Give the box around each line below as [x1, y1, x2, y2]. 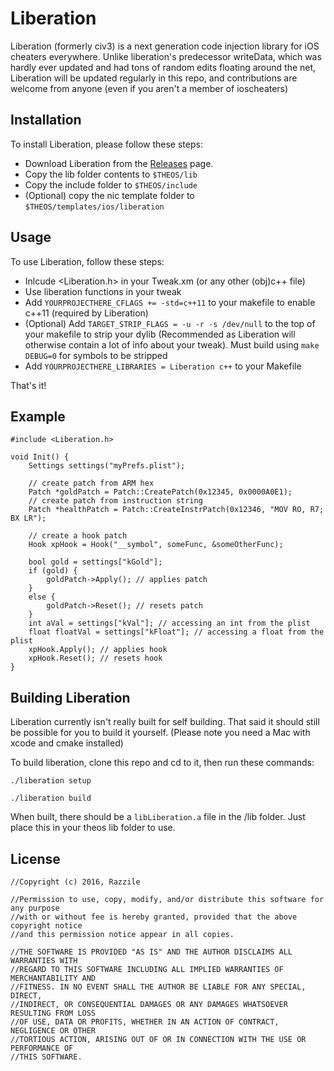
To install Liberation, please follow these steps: [10, 138, 203, 150]
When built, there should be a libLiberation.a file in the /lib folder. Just [10, 811, 306, 823]
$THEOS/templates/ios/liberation [24, 202, 165, 212]
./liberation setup [10, 776, 92, 786]
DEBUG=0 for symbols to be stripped [24, 349, 168, 361]
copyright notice [10, 921, 83, 931]
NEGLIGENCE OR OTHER [10, 1026, 97, 1036]
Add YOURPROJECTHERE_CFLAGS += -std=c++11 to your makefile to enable [24, 296, 316, 308]
